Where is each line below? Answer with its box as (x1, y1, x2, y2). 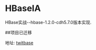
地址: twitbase (5, 39, 34, 46)
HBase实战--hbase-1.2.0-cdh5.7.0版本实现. (5, 19, 92, 25)
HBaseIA (5, 3, 41, 14)
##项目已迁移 (5, 29, 32, 35)
